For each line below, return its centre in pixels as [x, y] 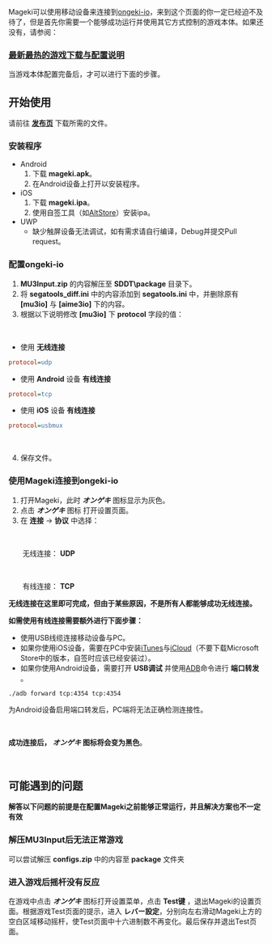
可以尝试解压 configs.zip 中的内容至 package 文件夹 [96, 859]
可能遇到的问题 [46, 786]
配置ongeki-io [36, 265]
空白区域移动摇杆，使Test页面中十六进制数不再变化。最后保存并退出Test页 [133, 921]
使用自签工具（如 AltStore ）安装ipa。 [93, 213]
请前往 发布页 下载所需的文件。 [60, 123]
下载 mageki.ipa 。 [63, 203]
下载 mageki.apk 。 [64, 174]
